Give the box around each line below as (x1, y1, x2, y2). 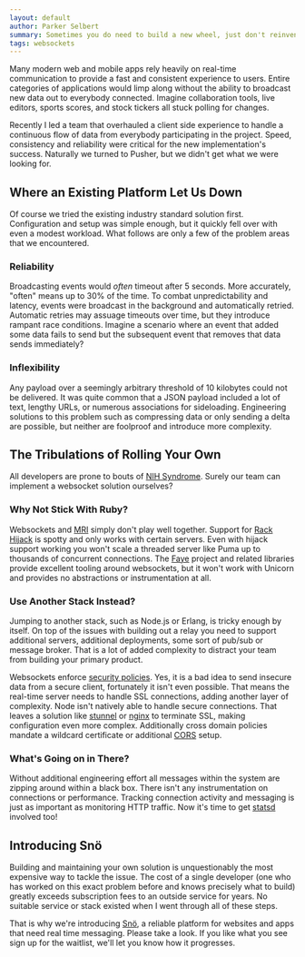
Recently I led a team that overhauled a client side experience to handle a (9, 120, 284, 131)
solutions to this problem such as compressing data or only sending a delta (9, 410, 290, 422)
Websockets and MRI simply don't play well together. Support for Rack (9, 524, 273, 535)
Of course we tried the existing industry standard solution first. (9, 209, 244, 220)
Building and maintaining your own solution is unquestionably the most (9, 862, 274, 873)
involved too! (9, 812, 58, 823)
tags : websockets (9, 38, 75, 48)
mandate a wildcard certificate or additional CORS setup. (9, 730, 222, 741)
